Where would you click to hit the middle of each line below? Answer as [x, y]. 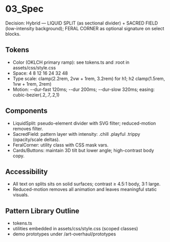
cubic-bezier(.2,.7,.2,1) [36, 94]
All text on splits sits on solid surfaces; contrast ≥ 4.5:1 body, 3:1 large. [87, 184]
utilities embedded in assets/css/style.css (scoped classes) [75, 229]
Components [26, 111]
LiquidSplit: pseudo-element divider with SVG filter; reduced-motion [84, 123]
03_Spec [25, 9]
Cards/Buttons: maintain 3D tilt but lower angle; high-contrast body [83, 150]
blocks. [13, 34]
